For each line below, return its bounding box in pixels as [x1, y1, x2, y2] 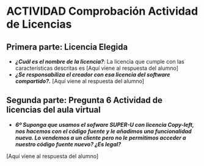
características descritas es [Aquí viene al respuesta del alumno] [15, 64, 179, 72]
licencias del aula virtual [6, 105, 101, 115]
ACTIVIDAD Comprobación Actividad [6, 4, 199, 18]
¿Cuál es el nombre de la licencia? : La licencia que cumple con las [15, 58, 184, 65]
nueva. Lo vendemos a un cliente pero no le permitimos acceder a [15, 134, 186, 141]
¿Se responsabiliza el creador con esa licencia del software [15, 71, 170, 78]
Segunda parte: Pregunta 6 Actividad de [6, 95, 163, 105]
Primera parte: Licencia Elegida [6, 42, 128, 52]
